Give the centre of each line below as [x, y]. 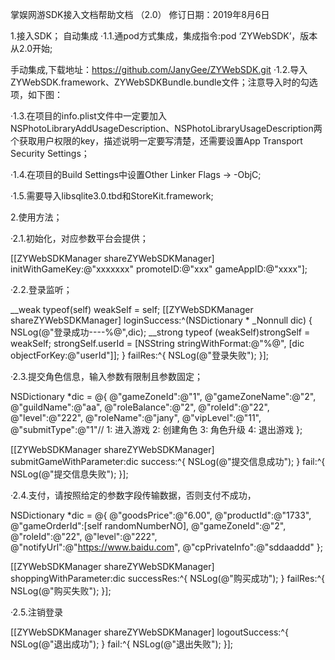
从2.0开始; [31, 48]
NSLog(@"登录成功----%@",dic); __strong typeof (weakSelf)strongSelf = [160, 332]
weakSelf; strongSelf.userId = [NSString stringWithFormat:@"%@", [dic [157, 343]
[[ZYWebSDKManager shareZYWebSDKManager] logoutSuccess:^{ [149, 632]
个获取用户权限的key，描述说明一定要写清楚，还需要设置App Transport [156, 141]
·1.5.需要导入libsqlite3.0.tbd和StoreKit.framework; [112, 196]
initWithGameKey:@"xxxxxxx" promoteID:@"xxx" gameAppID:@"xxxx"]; [159, 269]
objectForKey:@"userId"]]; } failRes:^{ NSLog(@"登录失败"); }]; [139, 355]
